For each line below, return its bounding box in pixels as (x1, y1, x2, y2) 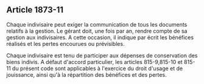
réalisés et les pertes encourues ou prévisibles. (6, 40, 125, 47)
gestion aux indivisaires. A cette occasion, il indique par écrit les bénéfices (6, 33, 194, 41)
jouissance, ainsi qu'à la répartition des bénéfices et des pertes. (6, 71, 167, 78)
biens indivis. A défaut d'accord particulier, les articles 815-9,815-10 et (6, 58, 183, 65)
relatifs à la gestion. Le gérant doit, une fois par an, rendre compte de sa (6, 27, 188, 34)
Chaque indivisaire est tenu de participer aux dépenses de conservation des (6, 51, 198, 59)
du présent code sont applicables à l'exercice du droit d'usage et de (12, 65, 183, 72)
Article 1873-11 (6, 5, 64, 15)
